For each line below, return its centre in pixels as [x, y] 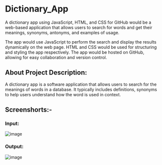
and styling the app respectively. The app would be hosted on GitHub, [75, 52]
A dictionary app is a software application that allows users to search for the [81, 84]
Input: [12, 123]
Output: [14, 147]
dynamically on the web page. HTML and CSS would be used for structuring [81, 47]
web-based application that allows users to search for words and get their [79, 27]
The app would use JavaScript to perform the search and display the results [81, 42]
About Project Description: [46, 73]
